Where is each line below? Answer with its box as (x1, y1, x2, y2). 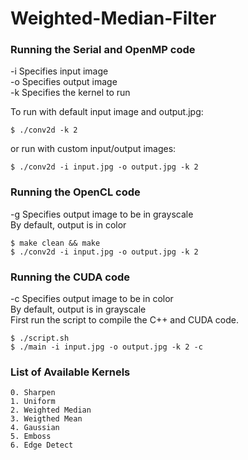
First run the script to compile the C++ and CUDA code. (10, 314, 240, 326)
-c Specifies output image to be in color (10, 293, 174, 305)
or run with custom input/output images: (10, 143, 177, 155)
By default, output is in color (10, 218, 127, 231)
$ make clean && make (10, 238, 101, 248)
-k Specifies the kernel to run (10, 87, 131, 99)
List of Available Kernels (10, 365, 131, 379)
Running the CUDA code (10, 270, 130, 284)
